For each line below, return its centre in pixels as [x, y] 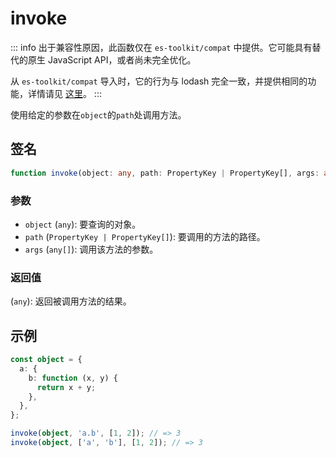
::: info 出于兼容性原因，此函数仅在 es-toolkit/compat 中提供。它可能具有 [161, 47]
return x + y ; [66, 387]
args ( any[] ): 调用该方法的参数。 [91, 249]
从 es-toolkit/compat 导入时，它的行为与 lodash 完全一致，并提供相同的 [159, 81]
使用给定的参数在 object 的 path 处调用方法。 [98, 114]
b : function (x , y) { [73, 378]
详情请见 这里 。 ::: [64, 93]
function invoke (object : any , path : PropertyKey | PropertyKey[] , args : [165, 173]
